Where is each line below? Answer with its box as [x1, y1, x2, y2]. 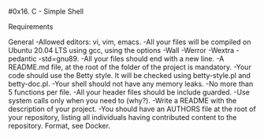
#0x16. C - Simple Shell [8, 7, 84, 16]
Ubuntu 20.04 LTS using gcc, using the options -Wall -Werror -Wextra [8, 46, 235, 54]
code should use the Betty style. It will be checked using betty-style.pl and [8, 71, 251, 80]
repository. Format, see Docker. [8, 121, 110, 130]
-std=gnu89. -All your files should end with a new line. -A [38, 54, 225, 63]
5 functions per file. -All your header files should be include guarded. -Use [8, 88, 250, 97]
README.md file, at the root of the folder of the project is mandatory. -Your [8, 62, 252, 72]
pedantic [8, 54, 37, 63]
